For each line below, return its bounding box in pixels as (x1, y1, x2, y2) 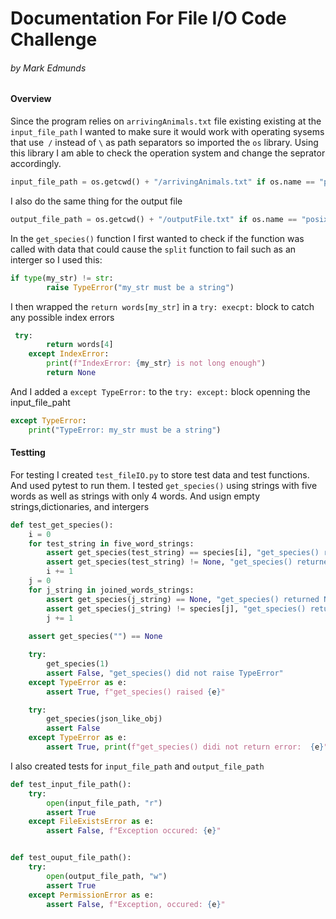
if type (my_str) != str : (10, 273, 114, 283)
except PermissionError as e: (28, 890, 155, 900)
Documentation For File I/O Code (10, 7, 287, 30)
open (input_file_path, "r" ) (46, 798, 163, 808)
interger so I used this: (10, 253, 103, 266)
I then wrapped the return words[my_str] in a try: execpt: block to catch (10, 300, 315, 312)
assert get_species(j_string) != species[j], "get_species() (46, 603, 307, 614)
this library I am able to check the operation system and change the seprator (10, 147, 326, 159)
